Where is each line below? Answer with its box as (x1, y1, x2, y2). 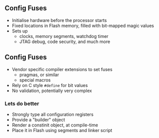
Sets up (11, 27, 28, 34)
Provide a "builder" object (11, 116, 65, 122)
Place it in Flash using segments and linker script (11, 127, 113, 133)
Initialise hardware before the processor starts (11, 17, 107, 23)
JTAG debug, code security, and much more (19, 38, 111, 44)
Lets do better (4, 100, 39, 107)
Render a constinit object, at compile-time (11, 122, 98, 128)
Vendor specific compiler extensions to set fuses (11, 66, 113, 72)
